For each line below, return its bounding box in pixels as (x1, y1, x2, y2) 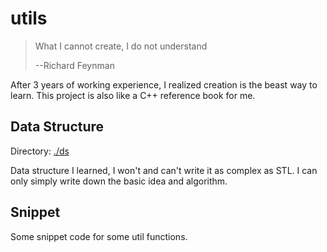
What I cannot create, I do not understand (34, 40, 208, 52)
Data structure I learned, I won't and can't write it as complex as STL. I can (10, 164, 318, 176)
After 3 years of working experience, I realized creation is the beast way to (10, 78, 318, 91)
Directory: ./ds (10, 145, 70, 157)
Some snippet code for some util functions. (10, 230, 188, 242)
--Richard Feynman (34, 59, 115, 71)
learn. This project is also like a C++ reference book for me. (10, 89, 256, 101)
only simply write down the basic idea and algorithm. (10, 175, 228, 187)
